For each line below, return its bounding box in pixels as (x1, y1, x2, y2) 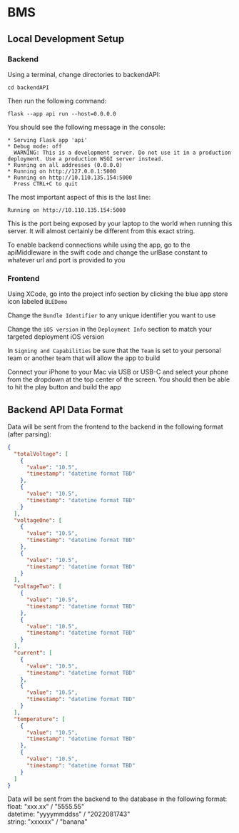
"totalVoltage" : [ (14, 450, 69, 457)
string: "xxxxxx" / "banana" (7, 817, 88, 826)
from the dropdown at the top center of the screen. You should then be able (7, 375, 230, 384)
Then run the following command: (7, 96, 107, 105)
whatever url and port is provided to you (7, 255, 126, 264)
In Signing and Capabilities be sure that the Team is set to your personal (7, 347, 221, 355)
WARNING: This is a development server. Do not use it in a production (14, 149, 232, 156)
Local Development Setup (7, 33, 125, 45)
